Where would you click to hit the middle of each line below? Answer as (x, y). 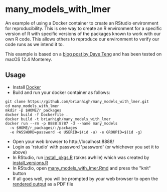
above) (20, 152)
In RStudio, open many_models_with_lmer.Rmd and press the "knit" (82, 168)
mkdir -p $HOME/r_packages (33, 110)
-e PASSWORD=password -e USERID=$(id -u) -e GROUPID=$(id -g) (76, 132)
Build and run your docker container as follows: (61, 92)
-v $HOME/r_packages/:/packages (44, 128)
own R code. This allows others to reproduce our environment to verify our (82, 39)
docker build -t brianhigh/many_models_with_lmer (58, 119)
